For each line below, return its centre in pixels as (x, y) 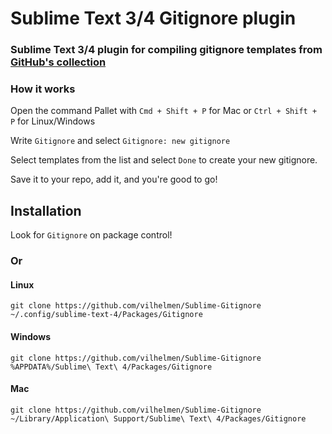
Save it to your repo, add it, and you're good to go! (114, 179)
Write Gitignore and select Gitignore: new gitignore (120, 141)
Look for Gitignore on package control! (91, 235)
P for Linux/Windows (53, 121)
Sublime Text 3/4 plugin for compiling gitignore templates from (166, 50)
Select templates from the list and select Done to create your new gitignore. (164, 160)
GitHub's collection (58, 62)
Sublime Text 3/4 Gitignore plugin (153, 18)
